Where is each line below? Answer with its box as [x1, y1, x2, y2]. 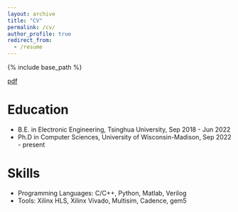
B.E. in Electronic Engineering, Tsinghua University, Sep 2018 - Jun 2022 [17, 125, 231, 134]
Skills [7, 165, 40, 181]
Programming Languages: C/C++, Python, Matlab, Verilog [17, 189, 187, 197]
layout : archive [7, 10, 55, 18]
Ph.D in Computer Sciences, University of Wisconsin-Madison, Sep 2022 [17, 132, 232, 141]
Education [7, 102, 69, 118]
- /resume [13, 43, 43, 51]
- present [17, 140, 45, 149]
